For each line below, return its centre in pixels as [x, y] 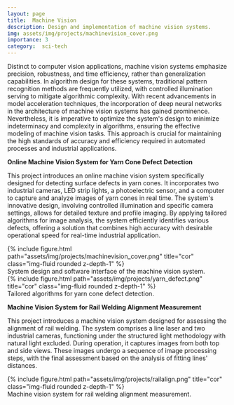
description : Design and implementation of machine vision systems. [109, 27]
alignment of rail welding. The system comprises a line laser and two [106, 328]
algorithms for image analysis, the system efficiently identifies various [108, 220]
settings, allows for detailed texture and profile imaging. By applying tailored [117, 213]
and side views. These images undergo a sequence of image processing [112, 351]
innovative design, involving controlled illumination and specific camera [110, 205]
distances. [22, 365]
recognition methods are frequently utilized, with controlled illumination [110, 89]
